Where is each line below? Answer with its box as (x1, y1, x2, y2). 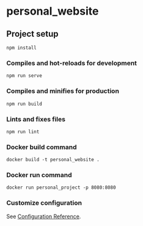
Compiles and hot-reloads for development (6, 59, 137, 67)
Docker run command (6, 171, 72, 180)
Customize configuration (6, 199, 82, 207)
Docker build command (6, 142, 77, 151)
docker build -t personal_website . (6, 157, 100, 163)
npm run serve (6, 73, 43, 79)
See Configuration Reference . (6, 213, 81, 220)
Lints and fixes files (6, 115, 66, 123)
